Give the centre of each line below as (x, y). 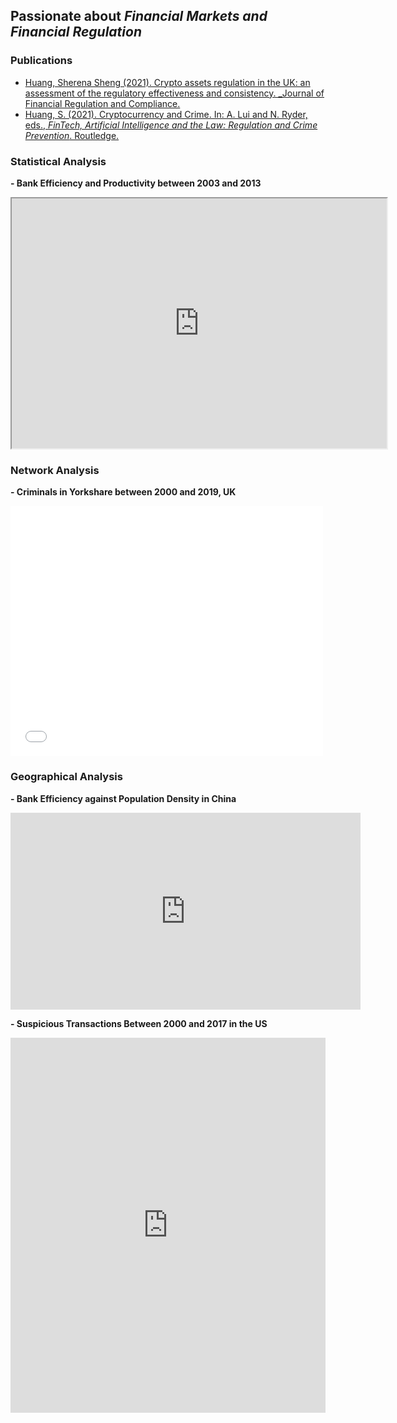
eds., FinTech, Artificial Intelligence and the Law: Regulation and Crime (171, 125)
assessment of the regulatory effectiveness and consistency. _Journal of (174, 93)
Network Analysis (55, 470)
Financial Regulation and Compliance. (102, 103)
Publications (41, 61)
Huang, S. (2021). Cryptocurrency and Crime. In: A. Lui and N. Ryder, (166, 114)
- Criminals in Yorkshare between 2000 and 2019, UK (123, 492)
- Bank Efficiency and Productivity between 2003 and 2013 (136, 183)
